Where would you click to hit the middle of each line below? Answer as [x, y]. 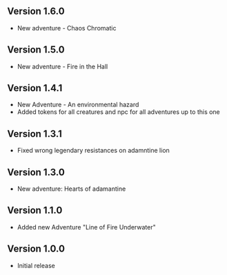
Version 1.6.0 [36, 11]
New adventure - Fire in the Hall [62, 66]
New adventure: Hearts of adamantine [71, 189]
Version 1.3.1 [34, 134]
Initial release [36, 265]
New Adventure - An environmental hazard [78, 105]
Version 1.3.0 [36, 172]
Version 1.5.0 [36, 50]
